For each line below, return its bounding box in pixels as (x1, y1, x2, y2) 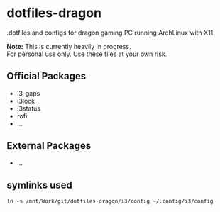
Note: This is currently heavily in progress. (6, 42, 131, 50)
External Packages (6, 140, 92, 152)
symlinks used (6, 179, 72, 191)
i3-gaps (16, 89, 40, 97)
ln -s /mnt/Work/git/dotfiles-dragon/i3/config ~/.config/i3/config (6, 198, 214, 205)
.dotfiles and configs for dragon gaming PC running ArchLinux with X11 (6, 28, 214, 37)
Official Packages (6, 70, 87, 82)
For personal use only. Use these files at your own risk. (6, 50, 167, 58)
